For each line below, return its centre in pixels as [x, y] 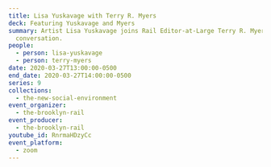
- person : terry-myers [54, 61]
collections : [30, 90]
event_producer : [35, 120]
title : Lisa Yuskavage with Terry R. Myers [83, 16]
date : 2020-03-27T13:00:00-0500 [63, 68]
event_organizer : [38, 105]
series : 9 [25, 83]
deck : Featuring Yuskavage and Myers [72, 23]
